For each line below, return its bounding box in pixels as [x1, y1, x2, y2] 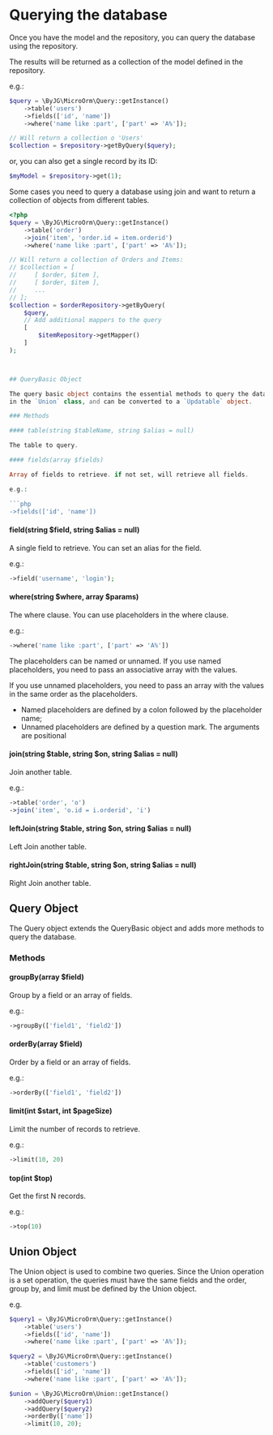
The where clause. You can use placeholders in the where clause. [9, 610, 229, 620]
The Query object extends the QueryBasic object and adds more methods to [9, 923, 264, 933]
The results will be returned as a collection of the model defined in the [9, 57, 244, 67]
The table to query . [9, 441, 79, 449]
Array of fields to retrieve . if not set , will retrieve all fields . [9, 470, 250, 479]
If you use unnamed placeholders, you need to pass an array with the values [9, 680, 264, 690]
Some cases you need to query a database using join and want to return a [9, 187, 256, 196]
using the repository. [9, 41, 79, 50]
